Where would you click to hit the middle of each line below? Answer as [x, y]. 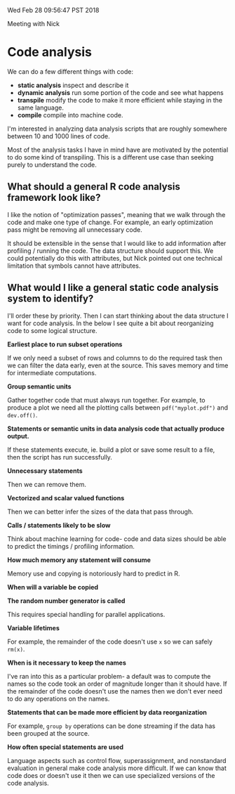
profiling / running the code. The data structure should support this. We [110, 250]
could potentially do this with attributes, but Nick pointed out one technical [115, 258]
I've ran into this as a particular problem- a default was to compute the [109, 676]
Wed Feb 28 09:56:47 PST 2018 [53, 10]
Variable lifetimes [33, 627]
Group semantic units [39, 386]
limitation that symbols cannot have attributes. [74, 266]
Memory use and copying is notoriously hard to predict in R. [94, 573]
